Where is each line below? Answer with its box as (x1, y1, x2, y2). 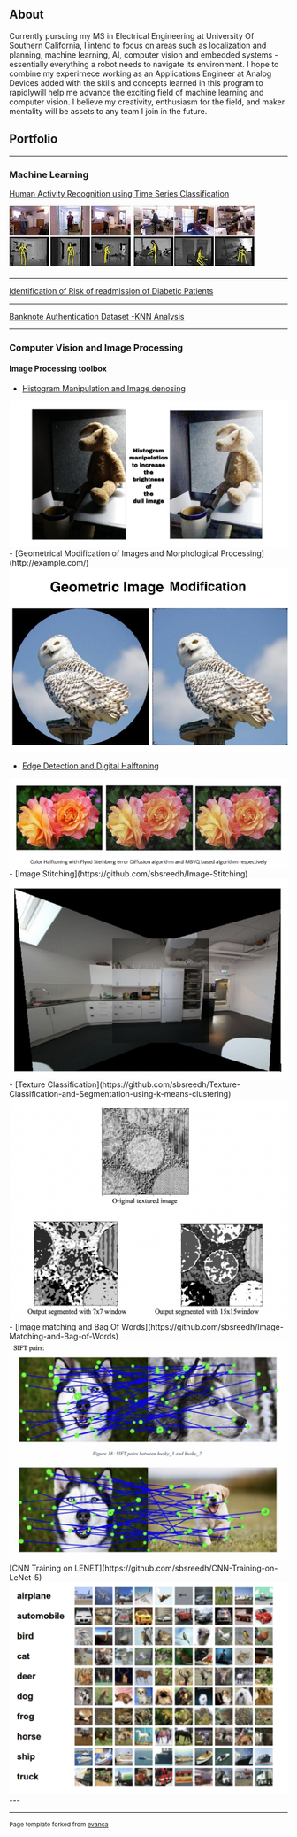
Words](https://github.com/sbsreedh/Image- (121, 1322, 285, 1332)
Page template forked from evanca (9, 1819, 109, 1829)
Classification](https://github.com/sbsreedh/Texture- (47, 1079, 241, 1090)
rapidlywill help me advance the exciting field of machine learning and (9, 87, 264, 97)
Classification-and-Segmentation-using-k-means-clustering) (9, 1089, 232, 1100)
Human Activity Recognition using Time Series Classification (9, 188, 230, 198)
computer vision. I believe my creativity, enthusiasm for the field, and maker (9, 96, 286, 107)
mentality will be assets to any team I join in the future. (9, 105, 208, 116)
